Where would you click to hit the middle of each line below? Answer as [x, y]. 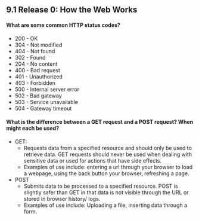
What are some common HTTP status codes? [63, 25]
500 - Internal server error [47, 89]
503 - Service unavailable [46, 102]
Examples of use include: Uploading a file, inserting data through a [105, 205]
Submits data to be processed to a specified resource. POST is [101, 186]
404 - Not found [35, 51]
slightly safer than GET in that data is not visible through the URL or [106, 192]
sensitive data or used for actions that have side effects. [93, 160]
